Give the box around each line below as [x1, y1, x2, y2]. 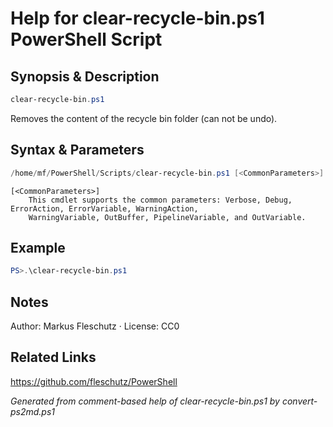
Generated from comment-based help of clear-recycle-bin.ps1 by [10, 395, 280, 407]
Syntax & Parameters [10, 142, 145, 159]
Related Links [10, 349, 97, 366]
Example [10, 239, 66, 256]
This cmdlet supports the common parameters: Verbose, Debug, [28, 195, 293, 205]
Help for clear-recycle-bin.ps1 [10, 7, 265, 30]
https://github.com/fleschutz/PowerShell [10, 375, 178, 387]
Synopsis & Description [10, 68, 160, 85]
